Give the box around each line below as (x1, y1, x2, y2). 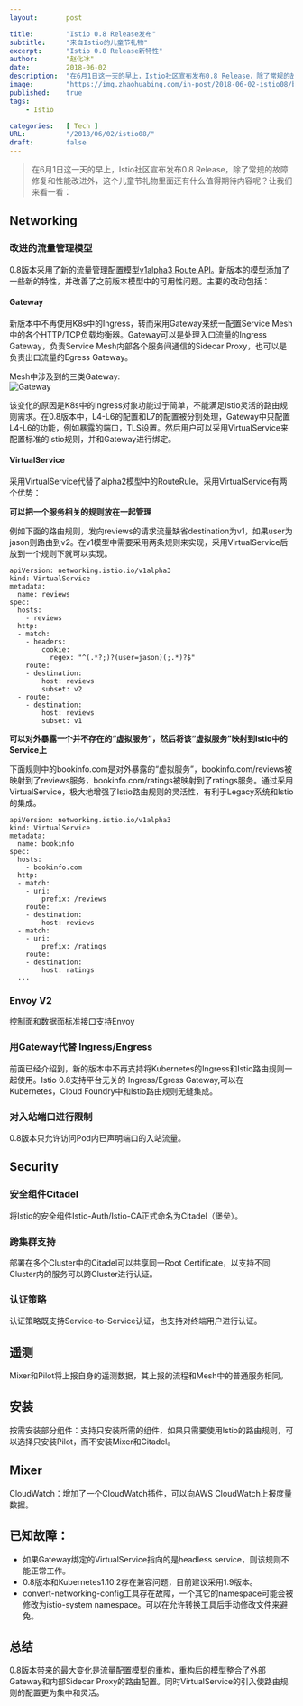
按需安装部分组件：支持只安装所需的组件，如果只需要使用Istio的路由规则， (9, 1424, 286, 1435)
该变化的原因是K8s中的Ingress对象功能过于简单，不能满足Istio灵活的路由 (9, 399, 280, 411)
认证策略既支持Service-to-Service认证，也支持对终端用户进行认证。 (9, 1315, 262, 1327)
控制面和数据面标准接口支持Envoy (9, 1016, 135, 1027)
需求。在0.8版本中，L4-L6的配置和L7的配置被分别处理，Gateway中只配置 (16, 411, 291, 422)
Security (9, 1159, 59, 1174)
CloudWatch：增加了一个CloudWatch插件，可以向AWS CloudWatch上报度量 (9, 1488, 293, 1498)
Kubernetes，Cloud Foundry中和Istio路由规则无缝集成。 (9, 1085, 218, 1097)
